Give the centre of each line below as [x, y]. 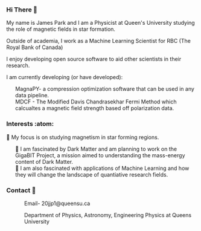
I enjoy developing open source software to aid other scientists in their [94, 59]
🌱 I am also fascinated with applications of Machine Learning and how [102, 168]
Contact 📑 [21, 190]
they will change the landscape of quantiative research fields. [91, 174]
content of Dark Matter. [44, 161]
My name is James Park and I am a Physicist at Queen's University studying [101, 23]
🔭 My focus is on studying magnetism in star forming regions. [83, 137]
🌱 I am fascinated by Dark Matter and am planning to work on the [96, 149]
